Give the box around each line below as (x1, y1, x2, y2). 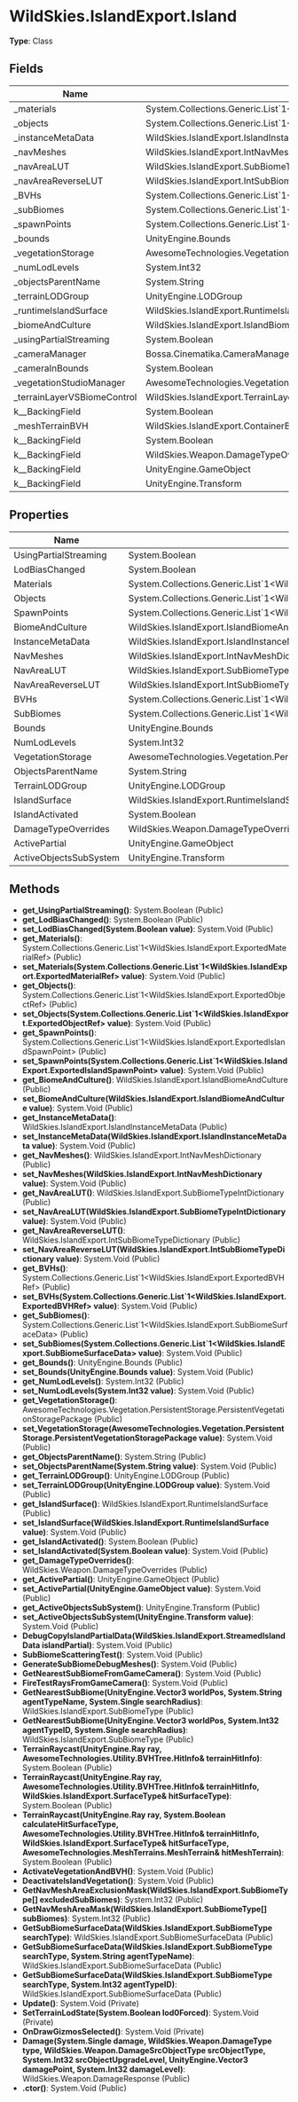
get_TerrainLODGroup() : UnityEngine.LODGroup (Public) (21, 1471, 231, 1481)
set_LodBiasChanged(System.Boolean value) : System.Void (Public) (21, 924, 274, 935)
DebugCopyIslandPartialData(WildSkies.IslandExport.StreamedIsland (21, 1630, 286, 1642)
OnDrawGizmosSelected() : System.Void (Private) (21, 2027, 205, 2037)
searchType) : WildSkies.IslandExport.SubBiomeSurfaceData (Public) (21, 1932, 274, 1943)
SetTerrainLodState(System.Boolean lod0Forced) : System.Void (21, 2007, 259, 2019)
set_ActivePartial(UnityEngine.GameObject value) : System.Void (21, 1583, 262, 1594)
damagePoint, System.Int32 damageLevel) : (21, 2064, 186, 2075)
